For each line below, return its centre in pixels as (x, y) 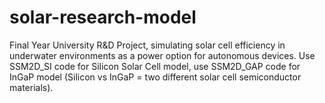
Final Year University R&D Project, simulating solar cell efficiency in (147, 45)
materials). (31, 87)
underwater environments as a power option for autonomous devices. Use (162, 55)
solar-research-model (103, 17)
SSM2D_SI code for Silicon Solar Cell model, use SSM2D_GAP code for (155, 66)
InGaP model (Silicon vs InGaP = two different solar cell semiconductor (155, 77)
